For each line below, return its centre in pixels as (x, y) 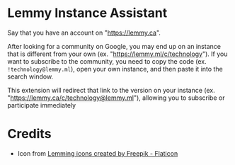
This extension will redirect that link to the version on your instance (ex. (111, 90)
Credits (29, 134)
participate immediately (42, 105)
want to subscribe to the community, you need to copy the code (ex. (107, 61)
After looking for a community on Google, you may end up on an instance (114, 46)
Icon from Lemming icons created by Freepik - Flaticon (98, 153)
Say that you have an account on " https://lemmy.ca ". (84, 33)
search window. (30, 76)
